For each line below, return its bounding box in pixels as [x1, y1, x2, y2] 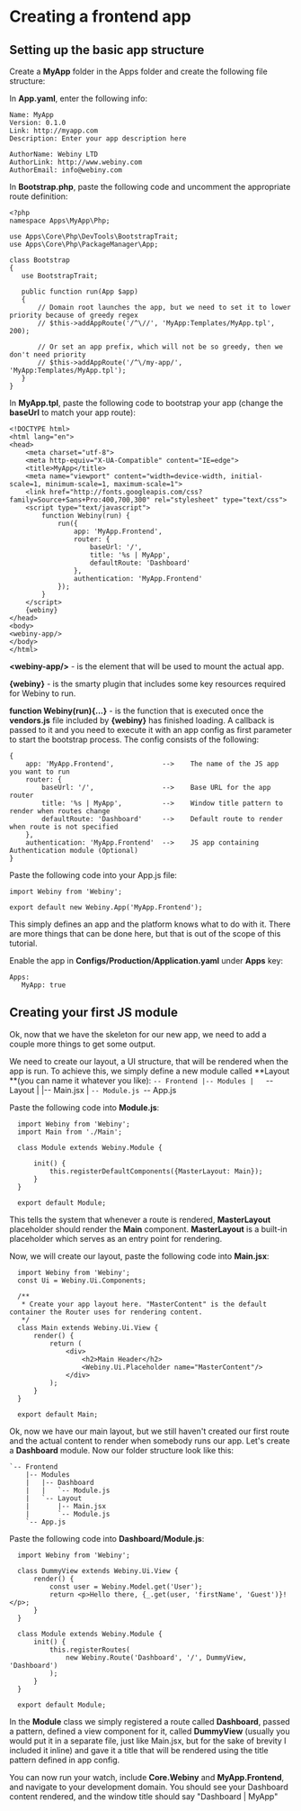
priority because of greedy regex [9, 311, 139, 320]
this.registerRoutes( [49, 1645, 130, 1654]
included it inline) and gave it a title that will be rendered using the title [9, 1744, 269, 1755]
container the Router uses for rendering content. [9, 1308, 203, 1317]
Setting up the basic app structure [9, 42, 205, 58]
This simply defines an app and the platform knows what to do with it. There [9, 919, 291, 929]
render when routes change [9, 807, 111, 816]
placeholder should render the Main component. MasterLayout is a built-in [9, 1223, 288, 1235]
